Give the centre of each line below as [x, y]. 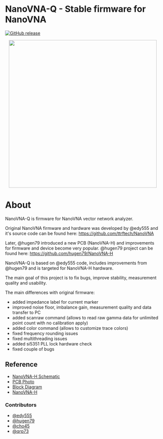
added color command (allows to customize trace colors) [70, 328]
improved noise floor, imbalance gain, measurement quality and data [82, 307]
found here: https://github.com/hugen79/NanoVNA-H [59, 253]
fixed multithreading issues [40, 339]
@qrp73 [20, 431]
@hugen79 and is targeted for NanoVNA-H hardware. [59, 268]
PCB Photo [23, 381]
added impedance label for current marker [55, 302]
